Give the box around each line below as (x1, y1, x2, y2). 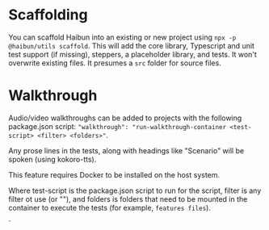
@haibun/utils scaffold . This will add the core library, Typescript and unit (8, 40, 254, 50)
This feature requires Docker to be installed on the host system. (8, 169, 221, 179)
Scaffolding (8, 6, 88, 24)
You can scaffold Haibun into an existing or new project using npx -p (8, 32, 237, 42)
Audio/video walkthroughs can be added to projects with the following (8, 113, 242, 123)
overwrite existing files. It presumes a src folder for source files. (8, 58, 222, 68)
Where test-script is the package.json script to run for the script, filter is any (8, 186, 262, 195)
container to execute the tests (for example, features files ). (8, 203, 212, 212)
